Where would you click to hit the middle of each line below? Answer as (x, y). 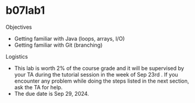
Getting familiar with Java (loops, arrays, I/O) (69, 38)
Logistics (17, 56)
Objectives (19, 27)
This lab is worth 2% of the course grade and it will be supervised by (99, 68)
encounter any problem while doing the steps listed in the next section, (102, 81)
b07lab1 (25, 10)
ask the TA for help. (38, 87)
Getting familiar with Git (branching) (58, 45)
